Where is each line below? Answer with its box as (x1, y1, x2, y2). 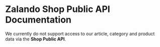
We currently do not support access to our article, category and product (5, 30, 155, 36)
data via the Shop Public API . (5, 36, 66, 42)
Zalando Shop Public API (5, 3, 111, 15)
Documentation (5, 14, 72, 25)
